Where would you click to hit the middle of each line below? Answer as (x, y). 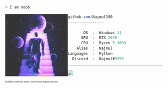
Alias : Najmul (95, 48)
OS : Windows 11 (102, 33)
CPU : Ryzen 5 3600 (103, 43)
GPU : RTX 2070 (99, 38)
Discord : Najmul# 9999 (98, 59)
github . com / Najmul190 (90, 17)
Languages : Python (90, 54)
